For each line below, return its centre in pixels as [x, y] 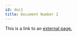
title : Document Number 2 [32, 14]
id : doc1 [14, 10]
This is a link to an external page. [39, 28]
